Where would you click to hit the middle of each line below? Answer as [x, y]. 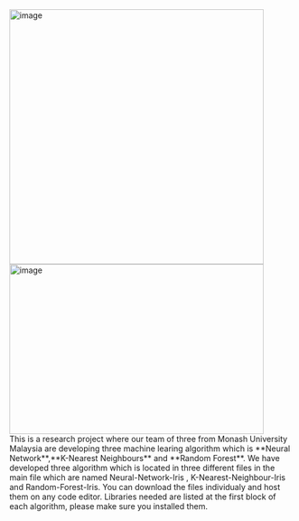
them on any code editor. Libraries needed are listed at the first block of [143, 497]
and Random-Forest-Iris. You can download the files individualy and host [145, 487]
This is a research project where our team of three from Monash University [149, 439]
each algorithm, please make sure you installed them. [109, 506]
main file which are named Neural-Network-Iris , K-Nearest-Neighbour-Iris [148, 478]
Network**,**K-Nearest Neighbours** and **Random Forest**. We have [145, 458]
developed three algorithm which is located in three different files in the [142, 468]
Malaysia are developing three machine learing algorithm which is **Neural [150, 449]
